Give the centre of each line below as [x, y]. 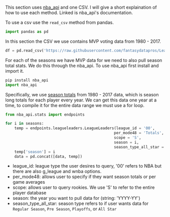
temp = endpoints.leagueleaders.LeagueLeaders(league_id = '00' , [85, 128]
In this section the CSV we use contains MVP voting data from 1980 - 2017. [83, 41]
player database [29, 193]
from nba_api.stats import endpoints [45, 115]
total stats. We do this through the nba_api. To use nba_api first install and [82, 66]
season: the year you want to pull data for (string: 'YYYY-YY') [76, 198]
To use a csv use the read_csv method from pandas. [59, 22]
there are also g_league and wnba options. [57, 172]
